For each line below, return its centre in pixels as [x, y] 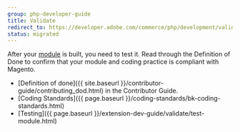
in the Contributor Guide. [142, 91]
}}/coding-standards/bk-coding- [173, 98]
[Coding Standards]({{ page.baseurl [71, 98]
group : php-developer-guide [49, 14]
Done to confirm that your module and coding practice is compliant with [113, 62]
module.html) [37, 121]
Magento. [21, 69]
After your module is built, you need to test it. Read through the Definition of [119, 54]
